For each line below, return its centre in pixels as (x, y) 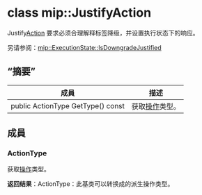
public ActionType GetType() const (68, 105)
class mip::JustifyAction (79, 13)
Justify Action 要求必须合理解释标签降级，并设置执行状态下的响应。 (103, 33)
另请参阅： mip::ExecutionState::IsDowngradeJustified (84, 47)
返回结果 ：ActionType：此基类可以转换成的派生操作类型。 (91, 184)
